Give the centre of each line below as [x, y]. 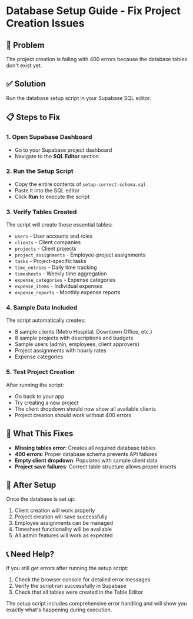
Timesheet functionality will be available [63, 529]
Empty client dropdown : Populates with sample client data [86, 460]
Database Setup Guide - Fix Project [93, 11]
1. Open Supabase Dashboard [49, 137]
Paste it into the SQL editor [47, 190]
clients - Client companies [48, 242]
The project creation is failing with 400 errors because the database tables [97, 59]
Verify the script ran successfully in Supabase [70, 586]
